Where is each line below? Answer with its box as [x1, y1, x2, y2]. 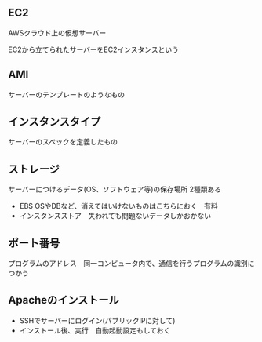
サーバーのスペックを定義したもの [8, 137, 118, 147]
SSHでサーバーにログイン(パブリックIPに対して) [19, 315, 176, 325]
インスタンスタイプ [8, 115, 101, 129]
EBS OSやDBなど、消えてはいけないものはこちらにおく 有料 [19, 202, 218, 211]
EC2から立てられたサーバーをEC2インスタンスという [8, 45, 179, 54]
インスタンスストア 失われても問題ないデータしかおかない [19, 211, 212, 220]
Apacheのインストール [8, 293, 119, 307]
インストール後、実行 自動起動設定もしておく [19, 326, 171, 335]
